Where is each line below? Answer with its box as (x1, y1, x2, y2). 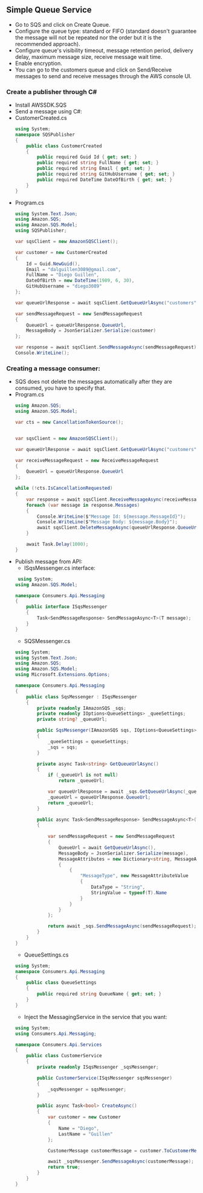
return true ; (47, 1164, 80, 1171)
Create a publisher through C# (6, 87, 97, 96)
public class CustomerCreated (26, 142, 102, 149)
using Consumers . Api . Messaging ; (14, 1031, 97, 1037)
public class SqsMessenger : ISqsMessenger (26, 693, 137, 700)
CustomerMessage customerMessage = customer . (47, 1148, 164, 1154)
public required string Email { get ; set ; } (37, 165, 151, 172)
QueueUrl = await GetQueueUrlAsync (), (58, 844, 156, 850)
